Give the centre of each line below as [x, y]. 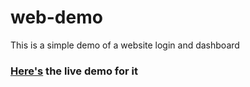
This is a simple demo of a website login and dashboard [125, 45]
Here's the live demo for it [74, 71]
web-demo [56, 17]
